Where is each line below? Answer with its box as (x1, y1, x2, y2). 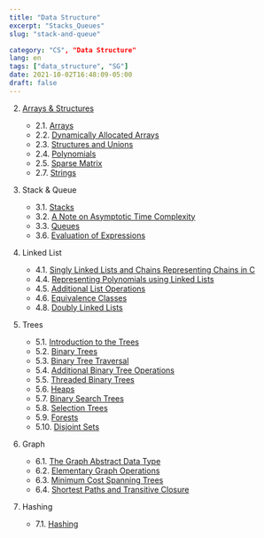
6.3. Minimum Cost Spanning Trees (35, 474, 164, 485)
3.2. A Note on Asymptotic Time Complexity (35, 210, 196, 222)
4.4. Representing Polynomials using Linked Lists (35, 273, 214, 284)
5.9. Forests (35, 412, 79, 423)
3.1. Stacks (35, 202, 74, 212)
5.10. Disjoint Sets (35, 421, 100, 431)
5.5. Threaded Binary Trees (35, 374, 135, 384)
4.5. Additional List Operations (35, 283, 146, 294)
